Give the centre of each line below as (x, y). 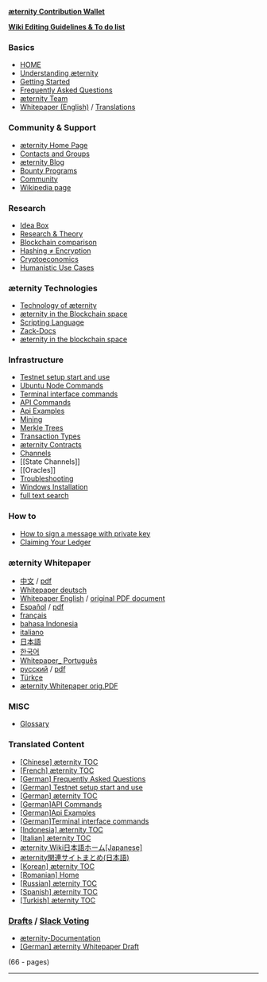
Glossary (35, 724)
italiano (32, 633)
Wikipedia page (45, 187)
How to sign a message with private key (85, 533)
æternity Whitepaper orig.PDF (69, 686)
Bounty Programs (48, 170)
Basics (21, 47)
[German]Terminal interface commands (84, 821)
